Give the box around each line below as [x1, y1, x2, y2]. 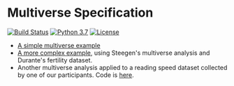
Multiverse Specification [7, 5, 154, 21]
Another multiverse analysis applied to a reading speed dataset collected [17, 63, 228, 71]
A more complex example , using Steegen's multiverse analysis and [17, 49, 210, 57]
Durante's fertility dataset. [17, 55, 93, 64]
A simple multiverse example [17, 41, 101, 49]
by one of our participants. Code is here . [17, 71, 134, 79]
